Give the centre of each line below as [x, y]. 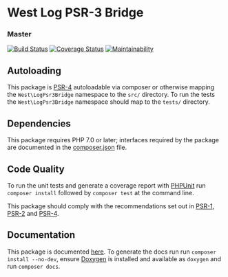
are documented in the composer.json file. [67, 147]
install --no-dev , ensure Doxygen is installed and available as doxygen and [114, 258]
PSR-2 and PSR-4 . [33, 213]
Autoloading [34, 70]
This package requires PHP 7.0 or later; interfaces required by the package [113, 140]
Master [20, 34]
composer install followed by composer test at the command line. [101, 192]
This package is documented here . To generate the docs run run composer [112, 252]
